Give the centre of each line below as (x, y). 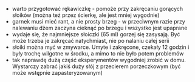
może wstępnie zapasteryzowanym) (57, 73)
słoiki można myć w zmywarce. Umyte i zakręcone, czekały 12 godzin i (101, 47)
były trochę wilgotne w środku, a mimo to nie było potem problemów (98, 53)
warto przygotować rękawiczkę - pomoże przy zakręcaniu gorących (97, 9)
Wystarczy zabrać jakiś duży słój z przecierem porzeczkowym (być (96, 66)
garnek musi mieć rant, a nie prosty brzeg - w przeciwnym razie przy (98, 21)
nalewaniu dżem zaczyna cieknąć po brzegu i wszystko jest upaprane (100, 28)
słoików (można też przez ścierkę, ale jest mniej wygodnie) (86, 15)
